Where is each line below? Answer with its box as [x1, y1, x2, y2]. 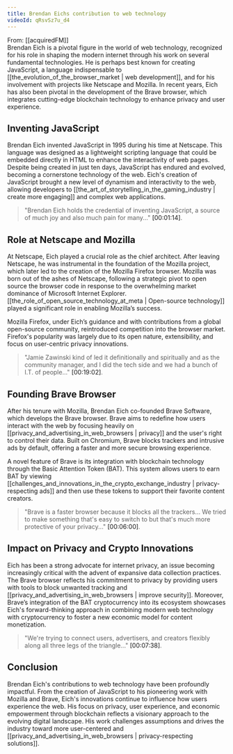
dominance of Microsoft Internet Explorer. [7, 290, 127, 298]
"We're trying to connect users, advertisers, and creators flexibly [24, 634, 211, 642]
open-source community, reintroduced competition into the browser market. [7, 325, 226, 333]
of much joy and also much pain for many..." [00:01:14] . [24, 214, 183, 222]
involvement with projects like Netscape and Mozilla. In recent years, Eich [7, 80, 218, 88]
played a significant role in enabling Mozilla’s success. [7, 304, 162, 313]
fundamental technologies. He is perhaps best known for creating [7, 58, 195, 66]
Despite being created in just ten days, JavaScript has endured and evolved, [7, 163, 226, 171]
